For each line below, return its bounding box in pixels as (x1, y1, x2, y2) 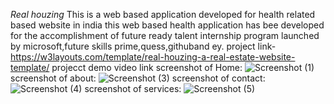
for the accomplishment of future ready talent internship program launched (10, 30, 320, 41)
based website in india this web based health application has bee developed (10, 19, 325, 31)
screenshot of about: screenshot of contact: (10, 72, 266, 84)
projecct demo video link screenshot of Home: (51, 62, 243, 73)
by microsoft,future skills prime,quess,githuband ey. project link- (10, 40, 277, 52)
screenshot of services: (84, 83, 182, 94)
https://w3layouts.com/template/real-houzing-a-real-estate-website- (10, 51, 296, 63)
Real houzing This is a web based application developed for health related (10, 9, 316, 20)
